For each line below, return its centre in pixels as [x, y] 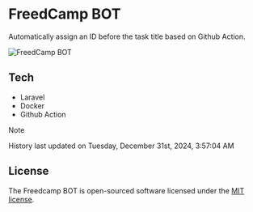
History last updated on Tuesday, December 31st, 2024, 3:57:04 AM [121, 146]
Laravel [32, 97]
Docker [32, 105]
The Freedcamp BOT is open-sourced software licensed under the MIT [126, 190]
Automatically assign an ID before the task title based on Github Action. [127, 36]
